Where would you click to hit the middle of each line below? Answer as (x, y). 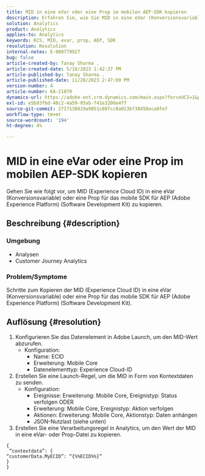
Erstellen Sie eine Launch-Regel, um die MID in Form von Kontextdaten (104, 376)
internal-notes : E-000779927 (43, 52)
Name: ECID (49, 356)
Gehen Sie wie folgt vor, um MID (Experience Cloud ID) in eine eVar (91, 192)
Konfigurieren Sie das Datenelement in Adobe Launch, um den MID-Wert (106, 337)
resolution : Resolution (37, 46)
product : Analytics (31, 29)
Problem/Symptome (37, 277)
